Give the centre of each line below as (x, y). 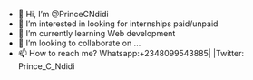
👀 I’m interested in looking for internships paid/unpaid (118, 24)
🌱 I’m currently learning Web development (97, 33)
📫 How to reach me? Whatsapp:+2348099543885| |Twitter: (131, 53)
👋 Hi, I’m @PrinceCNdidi (63, 14)
